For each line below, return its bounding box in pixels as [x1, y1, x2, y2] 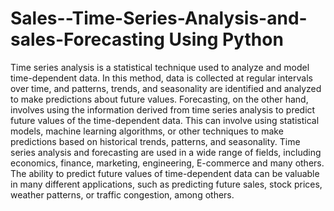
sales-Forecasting [10, 28, 165, 51]
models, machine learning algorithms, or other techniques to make [10, 125, 284, 137]
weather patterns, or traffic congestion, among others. [10, 188, 235, 201]
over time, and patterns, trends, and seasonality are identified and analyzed [10, 82, 322, 94]
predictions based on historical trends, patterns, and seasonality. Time [10, 135, 301, 147]
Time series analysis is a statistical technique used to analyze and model [10, 61, 310, 73]
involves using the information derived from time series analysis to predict [10, 103, 316, 116]
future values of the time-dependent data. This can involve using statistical [10, 114, 320, 126]
